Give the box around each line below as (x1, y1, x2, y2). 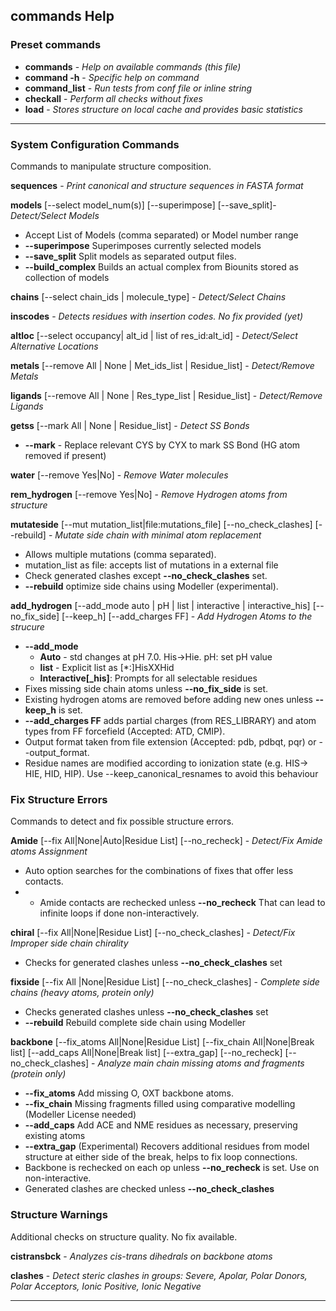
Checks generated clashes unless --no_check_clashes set (24, 1006, 269, 1018)
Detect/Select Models (10, 209, 100, 221)
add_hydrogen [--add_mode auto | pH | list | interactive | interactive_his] (10, 599, 311, 611)
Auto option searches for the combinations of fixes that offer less (24, 865, 294, 877)
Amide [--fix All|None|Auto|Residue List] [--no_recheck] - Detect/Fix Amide (10, 835, 323, 847)
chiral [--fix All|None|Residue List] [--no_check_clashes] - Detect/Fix (10, 927, 296, 939)
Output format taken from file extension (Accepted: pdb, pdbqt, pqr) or (24, 735, 317, 748)
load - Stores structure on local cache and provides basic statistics (24, 103, 303, 115)
